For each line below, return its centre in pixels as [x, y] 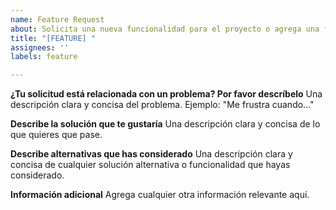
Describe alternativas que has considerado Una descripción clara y [151, 154]
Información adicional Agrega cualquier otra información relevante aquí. [160, 195]
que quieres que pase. [56, 135]
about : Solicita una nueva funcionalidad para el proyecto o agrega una [165, 29]
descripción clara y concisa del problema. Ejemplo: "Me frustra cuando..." [162, 105]
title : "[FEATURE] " [53, 38]
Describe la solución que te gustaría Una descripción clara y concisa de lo [165, 124]
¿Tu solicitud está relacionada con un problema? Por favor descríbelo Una [166, 94]
